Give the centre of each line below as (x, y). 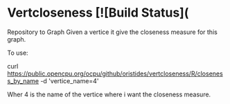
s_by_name (23, 80)
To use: (18, 53)
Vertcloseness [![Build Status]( (98, 13)
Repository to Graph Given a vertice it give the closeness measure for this (113, 32)
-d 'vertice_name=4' (70, 80)
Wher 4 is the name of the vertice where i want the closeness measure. (109, 94)
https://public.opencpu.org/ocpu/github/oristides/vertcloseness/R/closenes (115, 73)
